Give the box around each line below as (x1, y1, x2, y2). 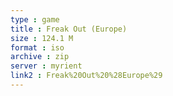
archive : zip (10, 52, 70, 62)
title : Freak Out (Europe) (10, 24, 128, 34)
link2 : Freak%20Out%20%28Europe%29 (10, 71, 163, 81)
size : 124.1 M (10, 33, 74, 43)
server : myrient (10, 61, 83, 71)
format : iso (10, 42, 65, 53)
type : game (10, 14, 60, 25)
